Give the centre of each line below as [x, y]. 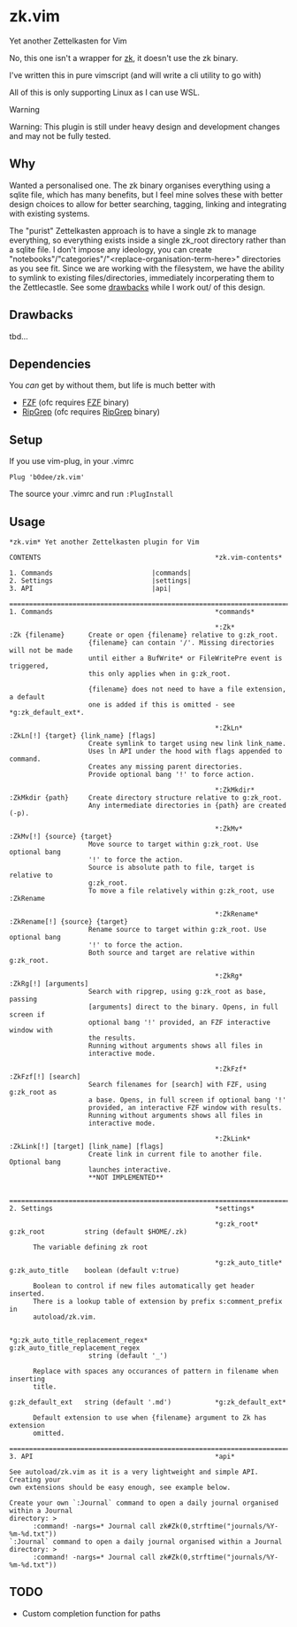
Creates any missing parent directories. [165, 767]
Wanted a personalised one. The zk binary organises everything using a [140, 185]
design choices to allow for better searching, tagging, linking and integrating [148, 204]
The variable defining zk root [90, 1247]
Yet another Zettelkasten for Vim [68, 41]
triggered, [29, 666]
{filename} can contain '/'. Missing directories [181, 643]
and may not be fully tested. [60, 136]
